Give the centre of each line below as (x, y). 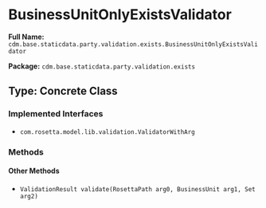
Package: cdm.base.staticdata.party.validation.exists (102, 66)
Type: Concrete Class (63, 91)
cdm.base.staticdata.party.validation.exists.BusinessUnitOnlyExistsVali (133, 44)
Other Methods (34, 171)
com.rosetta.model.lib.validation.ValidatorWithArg (107, 132)
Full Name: (26, 37)
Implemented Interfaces (56, 114)
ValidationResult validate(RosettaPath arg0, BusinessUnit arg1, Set (138, 189)
